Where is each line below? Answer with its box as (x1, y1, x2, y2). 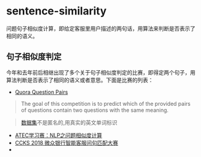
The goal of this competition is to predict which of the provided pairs (20, 100, 191, 107)
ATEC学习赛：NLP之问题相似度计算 (14, 131, 103, 139)
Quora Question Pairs (14, 88, 68, 96)
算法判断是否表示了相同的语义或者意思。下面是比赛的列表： (6, 76, 154, 84)
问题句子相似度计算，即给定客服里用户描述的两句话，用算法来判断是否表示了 (6, 25, 196, 32)
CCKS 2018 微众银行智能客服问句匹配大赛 (14, 139, 119, 146)
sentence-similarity (6, 4, 107, 18)
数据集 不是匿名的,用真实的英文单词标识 (20, 119, 118, 126)
